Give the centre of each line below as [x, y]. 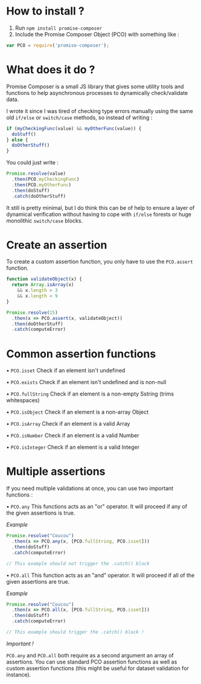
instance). [19, 674]
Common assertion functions [81, 353]
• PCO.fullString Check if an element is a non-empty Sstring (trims [90, 394]
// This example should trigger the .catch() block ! [75, 632]
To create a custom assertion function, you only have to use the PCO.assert [100, 262]
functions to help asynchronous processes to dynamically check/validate [97, 93]
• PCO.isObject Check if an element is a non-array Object [78, 412]
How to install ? [45, 11]
